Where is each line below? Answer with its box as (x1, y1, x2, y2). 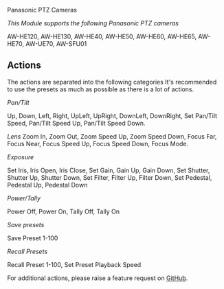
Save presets (7, 220, 45, 229)
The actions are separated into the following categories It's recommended (7, 78, 217, 86)
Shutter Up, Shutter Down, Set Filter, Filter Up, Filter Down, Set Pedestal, (7, 173, 212, 181)
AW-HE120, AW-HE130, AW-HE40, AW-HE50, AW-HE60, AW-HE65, (7, 32, 197, 41)
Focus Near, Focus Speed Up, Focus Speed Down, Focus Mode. (7, 139, 189, 148)
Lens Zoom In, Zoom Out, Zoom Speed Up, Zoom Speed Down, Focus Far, (7, 132, 217, 140)
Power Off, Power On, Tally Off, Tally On (7, 207, 120, 216)
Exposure (7, 152, 34, 161)
